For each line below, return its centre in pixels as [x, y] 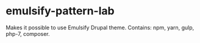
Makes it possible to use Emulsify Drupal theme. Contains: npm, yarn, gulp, [100, 27]
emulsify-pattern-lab [60, 11]
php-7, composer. [28, 33]
